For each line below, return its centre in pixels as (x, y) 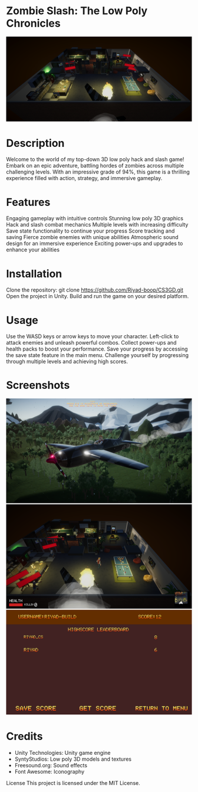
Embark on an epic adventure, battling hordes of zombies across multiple (95, 166)
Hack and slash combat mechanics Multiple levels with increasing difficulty (97, 225)
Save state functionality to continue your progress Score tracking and (90, 231)
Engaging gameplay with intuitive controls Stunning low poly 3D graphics (95, 218)
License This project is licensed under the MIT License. (73, 783)
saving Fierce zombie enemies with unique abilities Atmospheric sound (92, 237)
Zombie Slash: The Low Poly (77, 11)
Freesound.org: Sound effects (51, 765)
